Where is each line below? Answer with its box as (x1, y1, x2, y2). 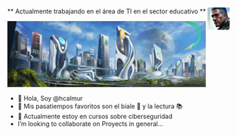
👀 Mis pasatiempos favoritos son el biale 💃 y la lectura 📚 (17, 102, 183, 110)
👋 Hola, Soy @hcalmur (17, 94, 83, 103)
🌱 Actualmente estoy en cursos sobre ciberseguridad (17, 112, 173, 121)
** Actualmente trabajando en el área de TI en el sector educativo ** (7, 7, 207, 15)
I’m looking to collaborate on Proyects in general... (17, 120, 164, 128)
